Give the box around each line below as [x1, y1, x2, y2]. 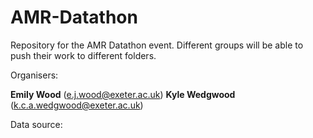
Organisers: [10, 69, 59, 81]
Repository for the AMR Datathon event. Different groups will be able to [10, 39, 304, 51]
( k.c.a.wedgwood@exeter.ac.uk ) [10, 99, 144, 111]
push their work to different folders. [10, 49, 157, 61]
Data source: [10, 118, 63, 130]
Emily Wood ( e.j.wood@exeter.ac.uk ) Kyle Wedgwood [10, 88, 236, 100]
